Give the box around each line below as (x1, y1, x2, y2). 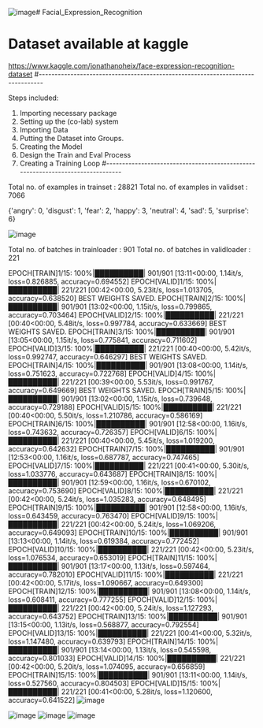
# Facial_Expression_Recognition (35, 8, 143, 17)
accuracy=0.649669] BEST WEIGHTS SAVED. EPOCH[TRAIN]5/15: (8, 385, 224, 395)
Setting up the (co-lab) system (19, 117, 120, 126)
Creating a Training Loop (19, 158, 101, 168)
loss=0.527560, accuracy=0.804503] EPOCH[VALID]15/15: (8, 678, 198, 688)
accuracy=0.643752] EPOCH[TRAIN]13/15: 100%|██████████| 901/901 (8, 611, 248, 621)
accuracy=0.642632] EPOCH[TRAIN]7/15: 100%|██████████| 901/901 (8, 444, 245, 453)
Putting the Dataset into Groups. (19, 133, 124, 143)
